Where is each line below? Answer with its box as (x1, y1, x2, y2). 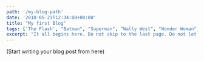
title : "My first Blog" (6, 20, 67, 26)
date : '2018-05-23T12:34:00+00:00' (6, 14, 97, 21)
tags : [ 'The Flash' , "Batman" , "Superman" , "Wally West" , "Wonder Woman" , (6, 25, 200, 32)
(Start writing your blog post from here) (6, 48, 105, 55)
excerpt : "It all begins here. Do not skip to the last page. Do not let (6, 31, 197, 37)
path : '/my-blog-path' (6, 8, 64, 15)
